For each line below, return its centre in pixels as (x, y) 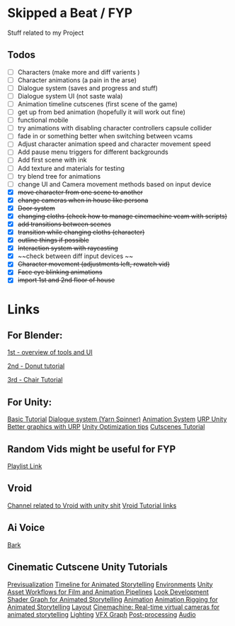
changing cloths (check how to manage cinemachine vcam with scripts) (122, 216)
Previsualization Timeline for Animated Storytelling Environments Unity (110, 584)
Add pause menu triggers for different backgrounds (93, 152)
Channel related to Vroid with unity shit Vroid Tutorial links (92, 505)
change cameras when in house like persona (83, 200)
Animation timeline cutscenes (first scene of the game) (98, 104)
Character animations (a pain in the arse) (77, 80)
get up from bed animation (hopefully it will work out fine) (102, 112)
